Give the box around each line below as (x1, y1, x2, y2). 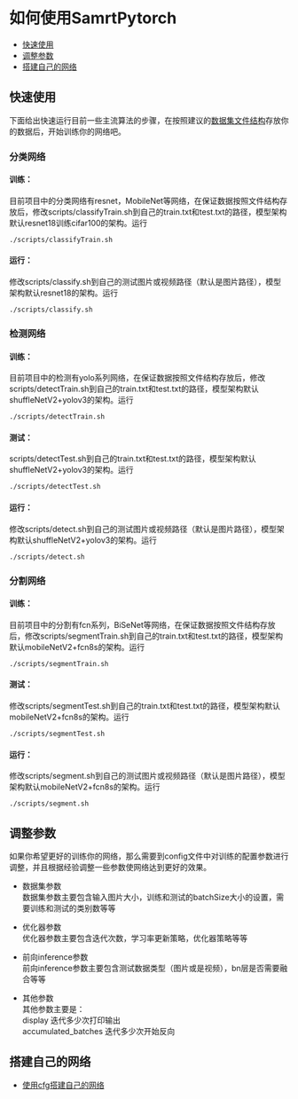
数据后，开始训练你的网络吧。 (16, 126, 126, 137)
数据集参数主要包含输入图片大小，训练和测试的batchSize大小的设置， (21, 891, 277, 902)
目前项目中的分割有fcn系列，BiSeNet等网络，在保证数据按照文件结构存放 (9, 619, 277, 630)
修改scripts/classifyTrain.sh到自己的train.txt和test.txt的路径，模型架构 (32, 206, 287, 217)
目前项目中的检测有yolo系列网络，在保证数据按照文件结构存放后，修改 (9, 373, 266, 383)
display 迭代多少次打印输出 (21, 1015, 122, 1025)
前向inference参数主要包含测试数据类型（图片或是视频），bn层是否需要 (21, 962, 280, 973)
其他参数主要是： (21, 1003, 85, 1014)
